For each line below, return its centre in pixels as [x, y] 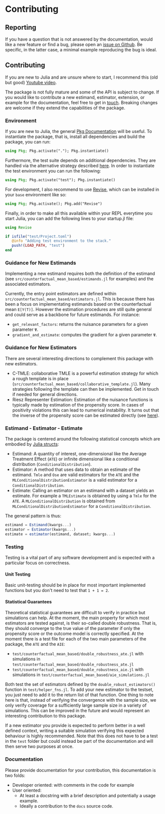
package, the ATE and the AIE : [35, 644]
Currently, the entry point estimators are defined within [61, 294]
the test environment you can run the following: [53, 171]
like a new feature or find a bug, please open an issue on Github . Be [74, 45]
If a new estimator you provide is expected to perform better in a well [75, 725]
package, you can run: [28, 142]
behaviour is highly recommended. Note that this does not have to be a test [82, 736]
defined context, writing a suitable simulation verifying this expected [75, 731]
